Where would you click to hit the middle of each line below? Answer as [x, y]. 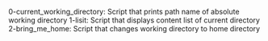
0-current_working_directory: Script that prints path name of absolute [124, 12]
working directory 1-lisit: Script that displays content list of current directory [134, 20]
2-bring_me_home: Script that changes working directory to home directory [134, 29]
